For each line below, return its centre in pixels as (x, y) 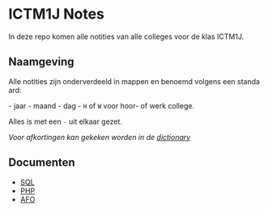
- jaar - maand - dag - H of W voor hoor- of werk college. (102, 105)
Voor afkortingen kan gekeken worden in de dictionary (100, 137)
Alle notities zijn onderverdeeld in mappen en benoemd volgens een (122, 81)
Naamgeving (41, 62)
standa (249, 81)
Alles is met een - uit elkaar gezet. (66, 121)
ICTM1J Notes (57, 14)
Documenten (42, 163)
